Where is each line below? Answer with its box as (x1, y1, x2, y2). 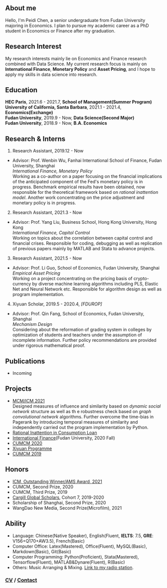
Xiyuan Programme (12, 445, 52, 451)
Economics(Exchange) (5, 110, 53, 116)
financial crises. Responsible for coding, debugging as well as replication (12, 240, 163, 246)
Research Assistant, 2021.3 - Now (12, 209, 82, 216)
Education (5, 86, 38, 94)
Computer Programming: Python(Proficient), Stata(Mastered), (12, 554, 139, 560)
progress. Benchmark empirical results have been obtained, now (12, 184, 146, 190)
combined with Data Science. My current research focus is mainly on (5, 61, 147, 67)
